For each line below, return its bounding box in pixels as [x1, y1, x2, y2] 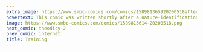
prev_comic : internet [6, 31, 61, 37]
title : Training [6, 36, 47, 42]
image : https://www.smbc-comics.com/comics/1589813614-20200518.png [6, 20, 182, 26]
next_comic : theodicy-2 [6, 25, 66, 32]
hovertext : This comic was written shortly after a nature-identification [6, 14, 199, 20]
